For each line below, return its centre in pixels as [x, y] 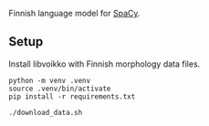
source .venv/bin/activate [60, 89]
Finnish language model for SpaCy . [74, 13]
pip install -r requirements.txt [72, 96]
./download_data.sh [46, 112]
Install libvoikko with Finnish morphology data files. [104, 64]
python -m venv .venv [50, 80]
